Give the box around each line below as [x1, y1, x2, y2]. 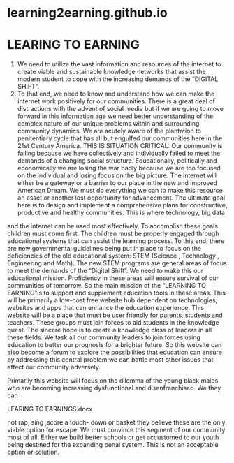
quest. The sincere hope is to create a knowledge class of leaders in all [7, 326, 212, 335]
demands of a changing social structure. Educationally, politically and [17, 156, 218, 165]
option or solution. [7, 448, 60, 457]
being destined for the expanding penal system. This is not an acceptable [7, 441, 219, 449]
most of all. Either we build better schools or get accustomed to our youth [7, 433, 219, 441]
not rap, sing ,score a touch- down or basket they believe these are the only [7, 418, 226, 427]
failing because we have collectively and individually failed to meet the [17, 149, 221, 158]
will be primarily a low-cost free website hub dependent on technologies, [7, 296, 218, 304]
